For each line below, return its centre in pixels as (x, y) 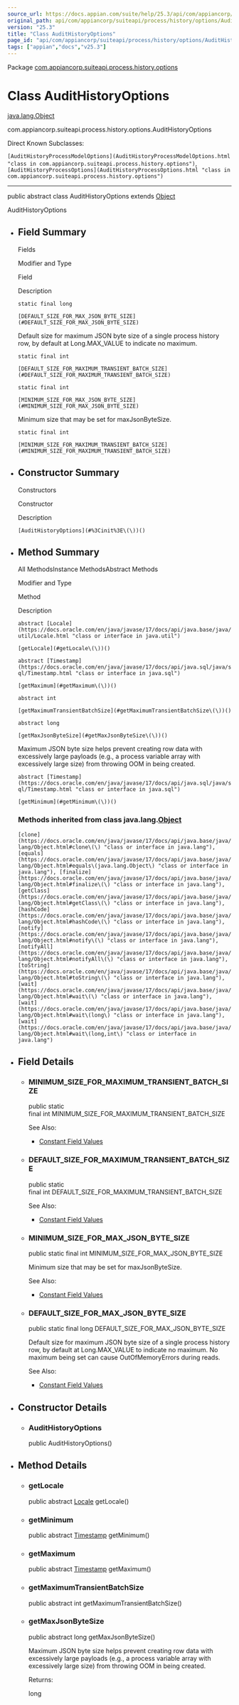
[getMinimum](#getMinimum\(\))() (67, 802)
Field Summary (52, 232)
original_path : (30, 21)
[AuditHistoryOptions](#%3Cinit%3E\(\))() (81, 531)
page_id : (20, 41)
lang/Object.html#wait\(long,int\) (70, 1034)
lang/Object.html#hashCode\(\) (64, 922)
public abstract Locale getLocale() (79, 1501)
